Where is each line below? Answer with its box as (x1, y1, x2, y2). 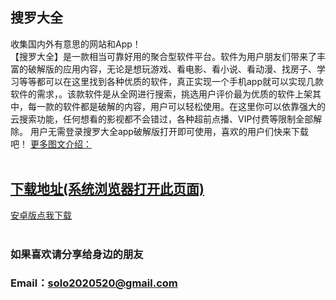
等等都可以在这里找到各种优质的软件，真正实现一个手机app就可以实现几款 (18, 75, 325, 87)
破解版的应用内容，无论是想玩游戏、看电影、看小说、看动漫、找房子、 (27, 63, 317, 75)
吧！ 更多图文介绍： (10, 138, 92, 150)
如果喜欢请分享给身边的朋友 (10, 247, 144, 261)
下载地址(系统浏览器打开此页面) (10, 181, 205, 198)
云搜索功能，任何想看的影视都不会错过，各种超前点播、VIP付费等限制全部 (10, 113, 314, 125)
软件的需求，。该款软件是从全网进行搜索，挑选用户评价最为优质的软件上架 (10, 88, 313, 100)
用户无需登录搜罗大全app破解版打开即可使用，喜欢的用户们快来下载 (29, 125, 309, 137)
